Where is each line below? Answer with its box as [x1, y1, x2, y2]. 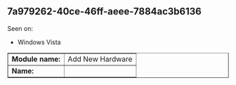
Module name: [11, 54, 61, 64]
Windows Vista [17, 38, 61, 46]
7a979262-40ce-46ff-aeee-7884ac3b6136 [7, 6, 202, 18]
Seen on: [7, 24, 34, 32]
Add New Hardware [67, 54, 133, 64]
